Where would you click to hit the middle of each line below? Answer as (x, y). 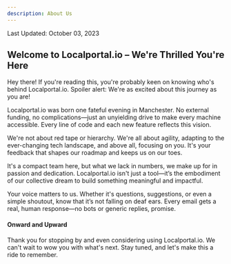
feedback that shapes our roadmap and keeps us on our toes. (95, 153)
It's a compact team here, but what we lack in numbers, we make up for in (112, 166)
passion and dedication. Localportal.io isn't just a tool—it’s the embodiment (114, 174)
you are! (19, 97)
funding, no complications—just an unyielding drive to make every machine (114, 117)
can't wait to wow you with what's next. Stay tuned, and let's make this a (110, 247)
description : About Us (40, 13)
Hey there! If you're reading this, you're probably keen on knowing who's (111, 82)
